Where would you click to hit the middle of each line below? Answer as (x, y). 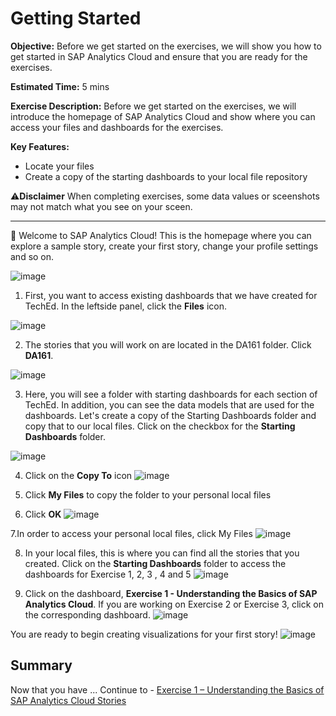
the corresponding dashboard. (87, 614)
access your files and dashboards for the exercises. (117, 127)
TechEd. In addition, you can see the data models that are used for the (169, 404)
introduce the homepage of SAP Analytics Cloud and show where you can (163, 116)
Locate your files (59, 166)
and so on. (32, 256)
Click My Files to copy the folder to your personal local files (148, 494)
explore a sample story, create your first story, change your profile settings (164, 246)
